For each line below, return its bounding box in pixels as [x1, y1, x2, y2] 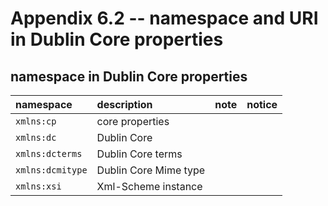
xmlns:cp [15, 116, 57, 127]
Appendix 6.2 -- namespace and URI [10, 7, 319, 30]
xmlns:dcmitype [15, 165, 88, 176]
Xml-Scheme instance [96, 180, 203, 193]
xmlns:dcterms [15, 148, 83, 159]
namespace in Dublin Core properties [10, 68, 248, 85]
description [96, 98, 153, 111]
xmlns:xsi [15, 181, 62, 192]
